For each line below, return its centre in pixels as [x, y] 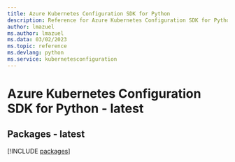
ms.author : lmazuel [36, 33]
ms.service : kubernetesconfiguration [62, 59]
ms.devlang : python [36, 53]
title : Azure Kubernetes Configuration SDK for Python [89, 14]
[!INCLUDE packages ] [39, 151]
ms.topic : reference [37, 46]
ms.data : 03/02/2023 [37, 40]
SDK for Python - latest [76, 108]
